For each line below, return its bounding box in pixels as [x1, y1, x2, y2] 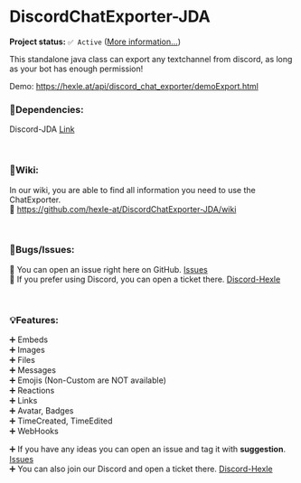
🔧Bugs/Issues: [9, 244, 75, 256]
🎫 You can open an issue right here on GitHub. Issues [9, 264, 208, 274]
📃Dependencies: [9, 103, 84, 116]
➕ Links [9, 395, 38, 406]
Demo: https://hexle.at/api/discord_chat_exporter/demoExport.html [9, 80, 259, 91]
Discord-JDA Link [9, 124, 75, 135]
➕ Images [9, 345, 45, 356]
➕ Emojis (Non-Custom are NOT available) [9, 375, 167, 385]
